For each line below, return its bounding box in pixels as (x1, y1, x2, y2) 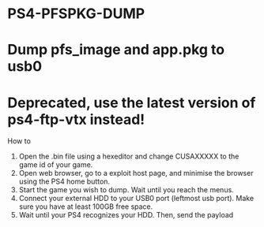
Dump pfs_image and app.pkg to (7, 41, 225, 59)
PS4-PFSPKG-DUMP (7, 5, 145, 23)
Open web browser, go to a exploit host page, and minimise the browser (18, 169, 254, 178)
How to (7, 136, 31, 146)
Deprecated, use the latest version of (7, 94, 256, 111)
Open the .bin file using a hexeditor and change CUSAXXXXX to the (18, 151, 239, 162)
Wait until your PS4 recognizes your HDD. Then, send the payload (18, 210, 234, 220)
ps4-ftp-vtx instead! (7, 110, 145, 128)
